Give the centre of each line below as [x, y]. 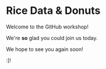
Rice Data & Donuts [53, 11]
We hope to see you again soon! [45, 49]
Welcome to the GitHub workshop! [47, 27]
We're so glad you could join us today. [52, 38]
